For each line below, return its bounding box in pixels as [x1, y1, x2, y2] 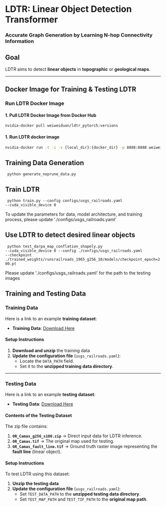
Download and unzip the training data [12, 347, 90, 353]
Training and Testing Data [5, 289, 86, 298]
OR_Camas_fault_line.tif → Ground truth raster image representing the [12, 444, 158, 450]
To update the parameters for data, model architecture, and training [5, 211, 142, 217]
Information [5, 38, 34, 45]
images [5, 275, 20, 281]
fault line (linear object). [12, 449, 62, 455]
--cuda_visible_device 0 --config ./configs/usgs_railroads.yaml [5, 248, 142, 253]
